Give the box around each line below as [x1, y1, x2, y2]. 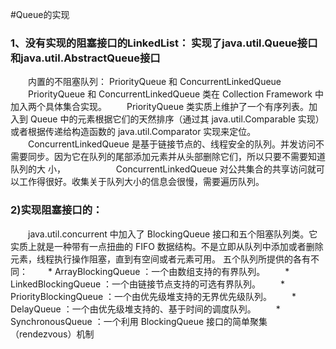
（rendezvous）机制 [10, 328, 95, 340]
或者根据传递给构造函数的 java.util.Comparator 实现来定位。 [10, 126, 257, 138]
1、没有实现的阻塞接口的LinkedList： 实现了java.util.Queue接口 [10, 36, 318, 50]
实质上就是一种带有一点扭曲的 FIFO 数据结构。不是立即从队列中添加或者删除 [10, 240, 324, 252]
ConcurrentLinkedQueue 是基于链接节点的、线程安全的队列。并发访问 [27, 138, 316, 150]
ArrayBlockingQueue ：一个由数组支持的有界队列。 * [54, 265, 290, 277]
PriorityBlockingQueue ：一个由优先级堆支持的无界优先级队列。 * [10, 290, 297, 302]
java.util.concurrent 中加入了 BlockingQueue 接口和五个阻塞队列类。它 [27, 228, 318, 240]
